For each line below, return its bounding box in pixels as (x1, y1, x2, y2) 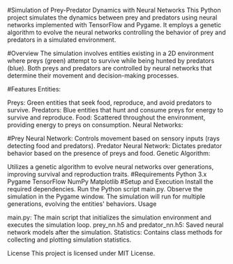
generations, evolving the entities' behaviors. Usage (7, 200, 157, 208)
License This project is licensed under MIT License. (7, 249, 156, 257)
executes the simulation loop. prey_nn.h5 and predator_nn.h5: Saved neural (7, 221, 224, 229)
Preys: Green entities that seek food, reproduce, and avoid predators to (7, 98, 212, 107)
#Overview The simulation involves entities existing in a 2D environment (7, 49, 214, 57)
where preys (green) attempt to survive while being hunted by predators (7, 57, 215, 65)
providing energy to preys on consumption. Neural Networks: (7, 121, 183, 129)
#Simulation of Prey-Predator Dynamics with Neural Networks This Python (7, 6, 221, 14)
